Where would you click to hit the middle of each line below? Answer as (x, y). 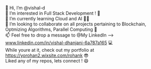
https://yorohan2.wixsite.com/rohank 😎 (47, 55)
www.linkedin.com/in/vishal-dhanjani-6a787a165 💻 (59, 43)
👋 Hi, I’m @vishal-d (25, 8)
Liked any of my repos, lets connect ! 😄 (47, 61)
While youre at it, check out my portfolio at (50, 50)
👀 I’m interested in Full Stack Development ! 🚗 (53, 13)
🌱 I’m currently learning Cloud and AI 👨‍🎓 (48, 19)
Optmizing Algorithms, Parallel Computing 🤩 (51, 29)
